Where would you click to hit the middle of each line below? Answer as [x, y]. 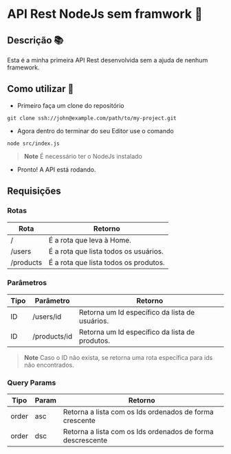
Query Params [32, 383]
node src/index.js [33, 144]
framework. [23, 67]
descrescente [85, 440]
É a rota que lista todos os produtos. [107, 262]
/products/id [52, 336]
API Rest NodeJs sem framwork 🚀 [105, 14]
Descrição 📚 [35, 40]
